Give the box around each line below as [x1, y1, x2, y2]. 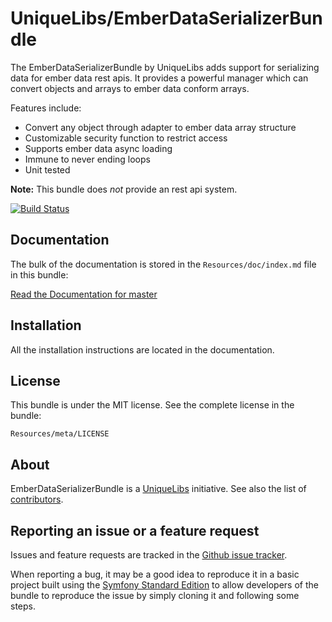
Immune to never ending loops [24, 153, 151, 165]
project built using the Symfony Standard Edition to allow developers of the [10, 579, 319, 591]
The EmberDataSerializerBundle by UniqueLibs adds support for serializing [10, 61, 320, 73]
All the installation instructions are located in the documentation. [10, 343, 275, 356]
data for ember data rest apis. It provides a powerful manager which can [10, 72, 309, 84]
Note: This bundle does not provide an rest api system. [10, 183, 238, 195]
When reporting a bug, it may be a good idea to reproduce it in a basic [10, 568, 300, 580]
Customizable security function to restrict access [24, 132, 228, 144]
